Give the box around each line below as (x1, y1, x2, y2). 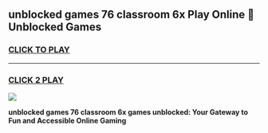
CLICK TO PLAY (8, 45, 70, 56)
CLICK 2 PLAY (8, 74, 64, 85)
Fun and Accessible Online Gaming (8, 115, 127, 125)
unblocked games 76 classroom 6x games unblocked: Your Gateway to (8, 107, 249, 116)
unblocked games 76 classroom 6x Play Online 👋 (8, 8, 255, 22)
